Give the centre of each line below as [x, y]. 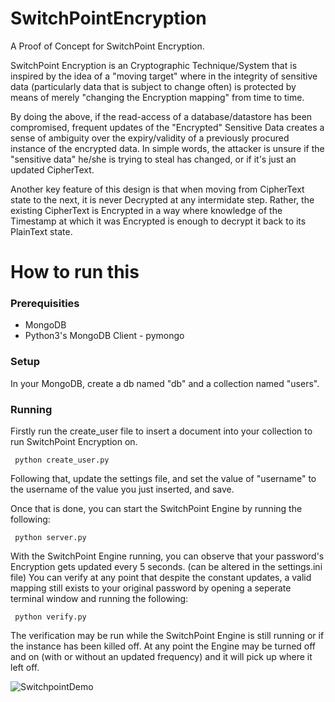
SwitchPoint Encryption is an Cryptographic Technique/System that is [154, 65]
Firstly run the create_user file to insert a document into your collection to [161, 431]
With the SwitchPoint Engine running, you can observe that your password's [167, 556]
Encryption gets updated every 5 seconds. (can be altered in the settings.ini [166, 567]
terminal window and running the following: [99, 599]
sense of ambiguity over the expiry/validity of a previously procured [150, 138]
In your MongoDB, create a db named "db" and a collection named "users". [165, 383]
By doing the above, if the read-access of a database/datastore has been [161, 116]
